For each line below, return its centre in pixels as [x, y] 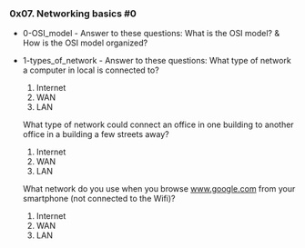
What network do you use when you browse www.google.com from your [159, 189]
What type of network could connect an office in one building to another [158, 124]
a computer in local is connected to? [91, 70]
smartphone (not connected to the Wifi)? [99, 199]
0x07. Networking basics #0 [73, 14]
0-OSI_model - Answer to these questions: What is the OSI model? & [151, 34]
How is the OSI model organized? [85, 43]
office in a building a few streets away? [96, 134]
